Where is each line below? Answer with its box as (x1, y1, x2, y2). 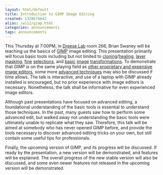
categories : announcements (5, 25, 60, 30)
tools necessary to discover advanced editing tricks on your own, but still (5, 130, 152, 136)
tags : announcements (5, 30, 47, 35)
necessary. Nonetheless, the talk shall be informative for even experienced (5, 85, 155, 90)
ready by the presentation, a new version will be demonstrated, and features (5, 150, 158, 156)
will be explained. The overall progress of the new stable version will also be (5, 155, 158, 160)
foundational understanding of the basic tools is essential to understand (5, 104, 149, 110)
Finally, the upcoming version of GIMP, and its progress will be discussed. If (5, 144, 157, 150)
